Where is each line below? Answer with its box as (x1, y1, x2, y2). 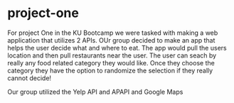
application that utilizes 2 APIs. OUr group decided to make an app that (7, 36, 216, 44)
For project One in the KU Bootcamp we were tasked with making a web (7, 28, 218, 37)
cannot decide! (7, 73, 52, 82)
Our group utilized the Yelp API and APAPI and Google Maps (7, 87, 184, 96)
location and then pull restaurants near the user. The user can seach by (7, 51, 217, 60)
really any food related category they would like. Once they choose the (7, 58, 215, 67)
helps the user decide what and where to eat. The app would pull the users (7, 43, 227, 52)
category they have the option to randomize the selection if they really (7, 66, 213, 75)
